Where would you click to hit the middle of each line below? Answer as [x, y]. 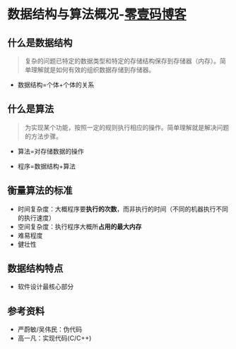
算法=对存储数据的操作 [51, 151]
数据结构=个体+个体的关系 [56, 85]
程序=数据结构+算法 [47, 166]
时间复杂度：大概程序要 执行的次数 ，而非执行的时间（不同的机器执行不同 [123, 209]
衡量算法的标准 [40, 191]
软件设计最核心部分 [46, 287]
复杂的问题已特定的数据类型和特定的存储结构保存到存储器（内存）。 [122, 61]
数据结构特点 [35, 269]
